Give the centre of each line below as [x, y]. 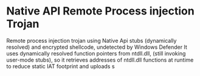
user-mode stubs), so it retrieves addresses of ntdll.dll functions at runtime [100, 60]
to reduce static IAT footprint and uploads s [60, 66]
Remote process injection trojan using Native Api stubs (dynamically [91, 40]
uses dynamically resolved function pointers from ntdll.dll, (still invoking [96, 53]
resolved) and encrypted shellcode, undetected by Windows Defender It [97, 47]
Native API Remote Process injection [100, 11]
